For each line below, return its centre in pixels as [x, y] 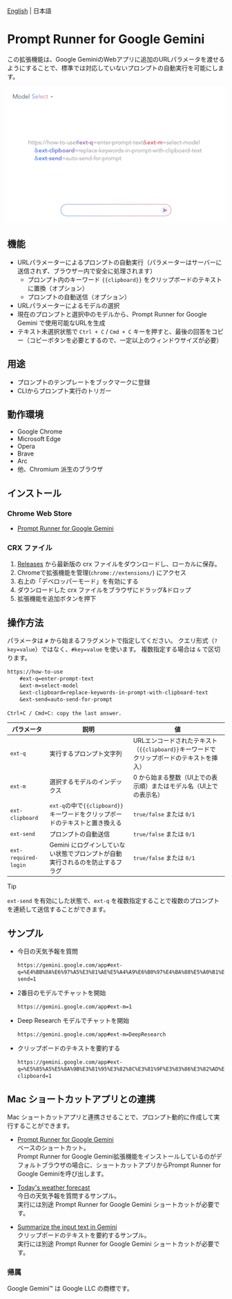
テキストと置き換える [91, 823]
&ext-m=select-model [49, 686]
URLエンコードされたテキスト [175, 740]
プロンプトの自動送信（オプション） [79, 296]
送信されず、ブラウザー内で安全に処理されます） [87, 271]
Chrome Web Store [40, 513]
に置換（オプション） [58, 288]
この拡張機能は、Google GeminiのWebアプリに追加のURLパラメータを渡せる [116, 59]
